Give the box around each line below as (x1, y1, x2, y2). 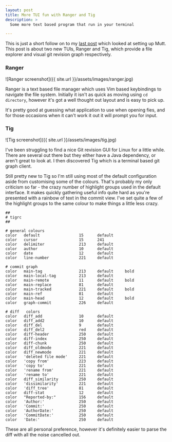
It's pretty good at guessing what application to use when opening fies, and (5, 106, 165, 113)
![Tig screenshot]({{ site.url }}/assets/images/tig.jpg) (5, 137, 117, 143)
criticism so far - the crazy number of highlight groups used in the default (5, 183, 161, 190)
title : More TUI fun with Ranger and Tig (5, 12, 95, 17)
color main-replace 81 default (5, 282, 114, 287)
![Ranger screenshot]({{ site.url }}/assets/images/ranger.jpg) (5, 76, 133, 82)
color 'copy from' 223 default (5, 358, 114, 364)
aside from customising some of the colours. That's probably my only (5, 178, 152, 185)
